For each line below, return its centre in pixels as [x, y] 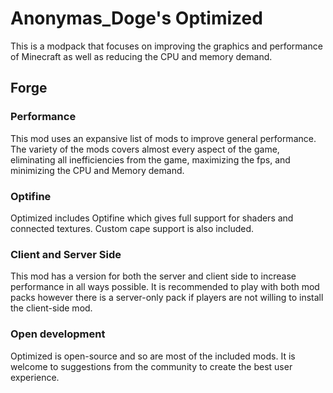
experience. [35, 377]
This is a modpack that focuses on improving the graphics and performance [166, 46]
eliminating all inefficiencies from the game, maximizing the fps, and [150, 159]
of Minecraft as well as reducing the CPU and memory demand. [141, 56]
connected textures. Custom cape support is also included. [132, 228]
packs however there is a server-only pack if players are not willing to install [167, 298]
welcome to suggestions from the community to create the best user [151, 366]
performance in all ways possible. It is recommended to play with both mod [165, 287]
